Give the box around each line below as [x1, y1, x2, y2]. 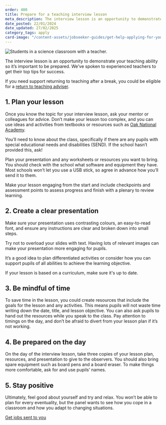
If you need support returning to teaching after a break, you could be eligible [5, 78, 161, 84]
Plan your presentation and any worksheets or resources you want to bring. [5, 157, 159, 162]
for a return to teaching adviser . [5, 83, 70, 89]
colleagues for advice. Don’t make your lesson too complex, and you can [5, 116, 154, 122]
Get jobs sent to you [5, 414, 46, 420]
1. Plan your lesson [5, 98, 64, 106]
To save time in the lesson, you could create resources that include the [5, 297, 149, 303]
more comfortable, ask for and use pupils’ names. [5, 367, 106, 373]
